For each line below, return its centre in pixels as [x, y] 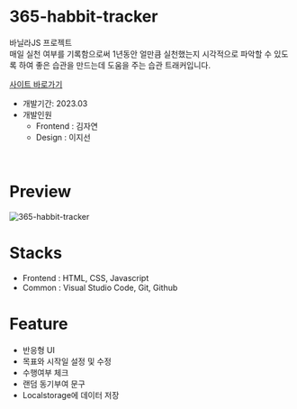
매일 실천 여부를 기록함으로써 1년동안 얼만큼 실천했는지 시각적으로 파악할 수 [141, 54]
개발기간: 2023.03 [55, 103]
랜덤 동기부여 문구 [54, 384]
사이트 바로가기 [36, 84]
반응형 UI [39, 350]
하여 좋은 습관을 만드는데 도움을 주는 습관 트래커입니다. [115, 65]
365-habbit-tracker [84, 17]
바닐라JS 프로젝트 [41, 42]
